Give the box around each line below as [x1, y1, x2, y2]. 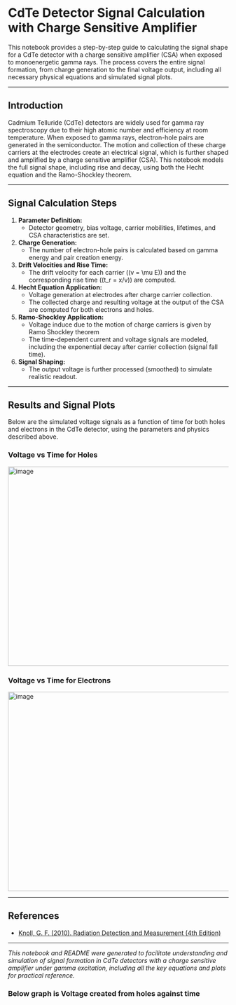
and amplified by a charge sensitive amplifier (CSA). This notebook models [8, 156, 224, 164]
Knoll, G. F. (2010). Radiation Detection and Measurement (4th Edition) [18, 929, 221, 937]
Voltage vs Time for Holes [8, 450, 98, 460]
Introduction [8, 100, 64, 111]
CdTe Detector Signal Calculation [8, 5, 205, 21]
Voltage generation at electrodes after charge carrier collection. [28, 290, 213, 299]
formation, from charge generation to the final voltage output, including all [8, 65, 221, 74]
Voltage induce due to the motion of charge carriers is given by [28, 320, 211, 329]
